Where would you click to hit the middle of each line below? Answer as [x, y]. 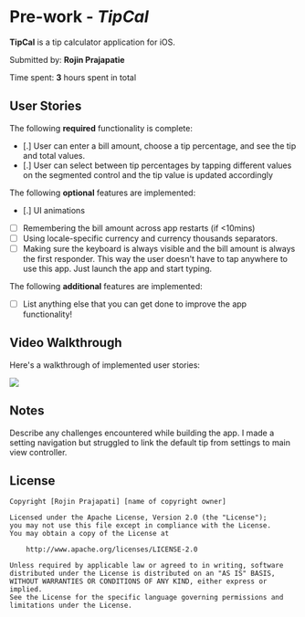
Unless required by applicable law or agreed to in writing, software [147, 566]
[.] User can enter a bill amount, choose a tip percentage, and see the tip [159, 146]
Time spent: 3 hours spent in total [73, 77]
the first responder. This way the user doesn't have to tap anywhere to [155, 258]
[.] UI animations [53, 210]
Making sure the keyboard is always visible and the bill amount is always [159, 248]
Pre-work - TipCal [79, 17]
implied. [26, 590]
